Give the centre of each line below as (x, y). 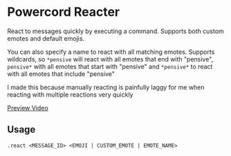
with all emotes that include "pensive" (61, 74)
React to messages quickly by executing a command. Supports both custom (116, 31)
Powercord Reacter (63, 12)
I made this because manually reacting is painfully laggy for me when (106, 87)
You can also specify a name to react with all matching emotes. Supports (111, 52)
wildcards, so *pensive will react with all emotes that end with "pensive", (110, 59)
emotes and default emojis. (46, 38)
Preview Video (28, 108)
